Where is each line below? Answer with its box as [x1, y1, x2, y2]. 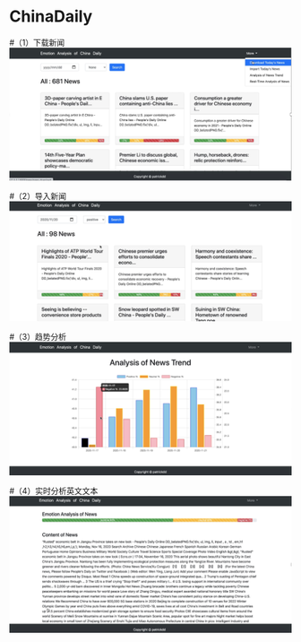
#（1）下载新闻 [9, 37, 65, 48]
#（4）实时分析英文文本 [9, 486, 99, 497]
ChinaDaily [9, 6, 93, 27]
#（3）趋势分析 [9, 332, 67, 343]
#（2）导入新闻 [9, 190, 67, 201]
